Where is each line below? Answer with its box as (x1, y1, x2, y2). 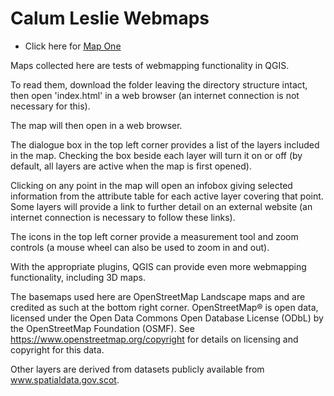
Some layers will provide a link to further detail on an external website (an (10, 200, 313, 212)
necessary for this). (10, 100, 91, 112)
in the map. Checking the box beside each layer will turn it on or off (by (10, 149, 303, 161)
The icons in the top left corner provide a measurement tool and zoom (10, 230, 299, 242)
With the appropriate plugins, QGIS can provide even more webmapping (10, 260, 307, 272)
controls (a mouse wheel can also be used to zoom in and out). (10, 241, 270, 253)
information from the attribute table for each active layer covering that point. (10, 190, 324, 202)
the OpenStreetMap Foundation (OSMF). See (10, 322, 195, 334)
